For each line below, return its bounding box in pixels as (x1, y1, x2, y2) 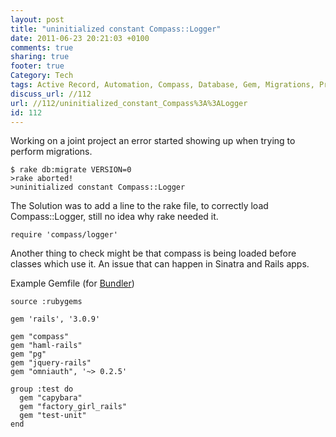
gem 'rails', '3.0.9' (10, 314, 101, 325)
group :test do (10, 384, 74, 395)
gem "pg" (10, 349, 47, 360)
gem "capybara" (19, 393, 83, 403)
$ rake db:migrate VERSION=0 (10, 165, 132, 175)
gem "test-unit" (19, 411, 87, 421)
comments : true (10, 42, 74, 53)
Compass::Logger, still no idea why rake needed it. (10, 211, 219, 223)
